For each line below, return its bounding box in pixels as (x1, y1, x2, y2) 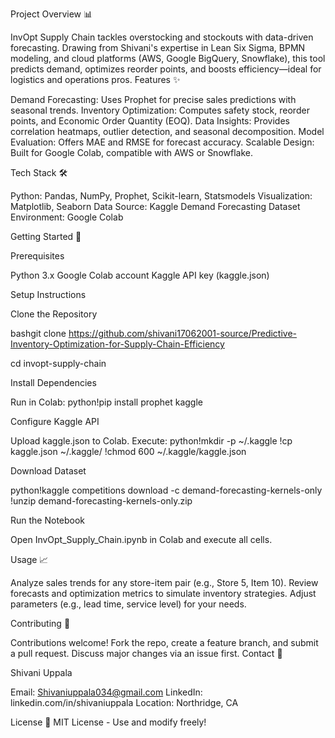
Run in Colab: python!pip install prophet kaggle (10, 396, 203, 408)
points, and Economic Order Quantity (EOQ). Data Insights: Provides (10, 115, 290, 127)
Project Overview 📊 (10, 8, 93, 20)
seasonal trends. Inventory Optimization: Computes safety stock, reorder (10, 104, 310, 116)
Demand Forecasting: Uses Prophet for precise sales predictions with (10, 94, 297, 105)
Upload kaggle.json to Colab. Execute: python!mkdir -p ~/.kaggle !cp (10, 435, 293, 447)
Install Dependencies (10, 377, 97, 388)
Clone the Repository (10, 308, 98, 320)
